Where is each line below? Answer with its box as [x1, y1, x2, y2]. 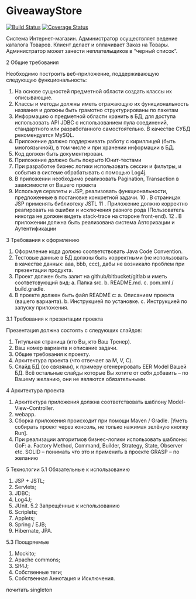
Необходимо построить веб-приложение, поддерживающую [6, 70, 160, 77]
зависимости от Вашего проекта [14, 181, 97, 189]
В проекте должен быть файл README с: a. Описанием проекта [14, 291, 174, 298]
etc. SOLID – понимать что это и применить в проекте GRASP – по [14, 448, 180, 455]
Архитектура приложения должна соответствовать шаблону [14, 398, 167, 405]
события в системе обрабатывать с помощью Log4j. [14, 169, 147, 176]
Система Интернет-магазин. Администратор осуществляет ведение [6, 35, 178, 42]
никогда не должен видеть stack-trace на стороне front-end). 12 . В [14, 213, 183, 220]
